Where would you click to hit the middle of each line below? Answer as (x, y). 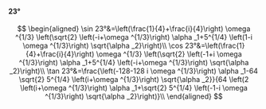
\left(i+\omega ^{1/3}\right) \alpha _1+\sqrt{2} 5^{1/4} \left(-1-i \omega (134, 88)
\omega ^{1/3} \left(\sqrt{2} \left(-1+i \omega (169, 54)
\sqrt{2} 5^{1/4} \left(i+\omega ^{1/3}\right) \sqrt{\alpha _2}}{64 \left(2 (134, 80)
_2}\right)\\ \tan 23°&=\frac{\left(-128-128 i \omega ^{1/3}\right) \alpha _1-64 (134, 71)
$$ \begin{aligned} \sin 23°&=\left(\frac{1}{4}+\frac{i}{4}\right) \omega (134, 29)
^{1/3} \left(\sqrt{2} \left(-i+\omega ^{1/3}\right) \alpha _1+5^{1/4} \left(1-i (134, 37)
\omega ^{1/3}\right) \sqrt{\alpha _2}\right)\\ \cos (103, 46)
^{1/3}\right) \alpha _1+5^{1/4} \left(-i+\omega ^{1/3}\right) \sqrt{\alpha (134, 63)
